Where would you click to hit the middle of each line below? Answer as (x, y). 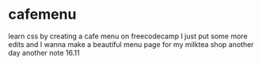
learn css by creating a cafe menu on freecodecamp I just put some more (128, 36)
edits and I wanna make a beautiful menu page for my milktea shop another (131, 44)
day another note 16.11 (44, 52)
